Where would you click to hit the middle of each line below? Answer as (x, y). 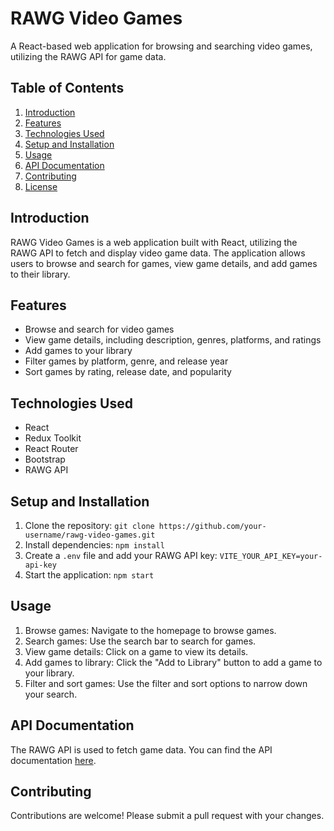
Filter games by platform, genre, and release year (126, 361)
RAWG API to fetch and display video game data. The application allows (158, 253)
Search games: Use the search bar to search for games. (140, 641)
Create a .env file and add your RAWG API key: (121, 555)
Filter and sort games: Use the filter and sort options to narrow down (166, 683)
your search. (51, 694)
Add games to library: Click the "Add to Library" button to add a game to (173, 662)
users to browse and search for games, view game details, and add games (164, 263)
